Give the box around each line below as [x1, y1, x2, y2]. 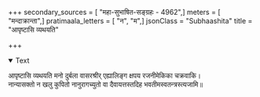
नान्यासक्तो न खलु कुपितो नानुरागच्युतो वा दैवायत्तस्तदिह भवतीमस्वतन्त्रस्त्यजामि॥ [8, 80, 203, 89]
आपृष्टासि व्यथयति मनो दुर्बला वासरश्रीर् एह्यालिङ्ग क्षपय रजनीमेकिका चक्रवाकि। [8, 71, 202, 80]
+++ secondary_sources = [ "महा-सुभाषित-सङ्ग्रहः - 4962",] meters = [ [8, 8, 221, 16]
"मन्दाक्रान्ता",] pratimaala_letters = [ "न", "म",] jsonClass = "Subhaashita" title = [8, 16, 253, 25]
